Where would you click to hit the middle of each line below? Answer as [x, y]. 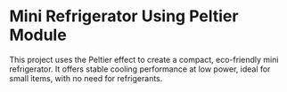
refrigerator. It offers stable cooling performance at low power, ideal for [140, 69]
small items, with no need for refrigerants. [86, 78]
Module [38, 35]
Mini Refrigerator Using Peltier [124, 16]
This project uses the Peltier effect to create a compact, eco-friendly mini [144, 59]
